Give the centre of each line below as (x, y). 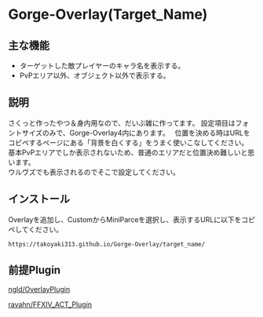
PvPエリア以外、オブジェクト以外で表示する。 (95, 75)
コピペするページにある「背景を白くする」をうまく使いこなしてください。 (128, 142)
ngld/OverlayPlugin (39, 290)
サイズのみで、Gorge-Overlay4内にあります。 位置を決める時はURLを (136, 133)
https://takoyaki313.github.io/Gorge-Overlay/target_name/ (107, 244)
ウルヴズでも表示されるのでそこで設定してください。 (94, 172)
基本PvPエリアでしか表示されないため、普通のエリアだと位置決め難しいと (128, 152)
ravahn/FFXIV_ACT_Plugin (50, 304)
